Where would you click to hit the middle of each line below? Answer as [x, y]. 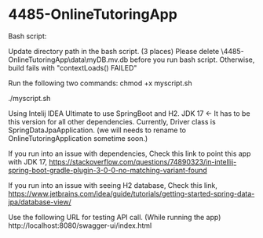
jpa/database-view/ [40, 202]
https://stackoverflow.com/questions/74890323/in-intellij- [142, 161]
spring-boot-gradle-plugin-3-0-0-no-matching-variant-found [108, 170]
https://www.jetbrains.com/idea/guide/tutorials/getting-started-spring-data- [131, 193]
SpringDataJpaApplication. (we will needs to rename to [97, 130]
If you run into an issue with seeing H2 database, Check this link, [113, 185]
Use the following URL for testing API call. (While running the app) [115, 217]
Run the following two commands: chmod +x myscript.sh [100, 83]
